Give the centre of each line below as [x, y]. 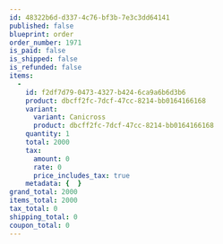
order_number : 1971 [46, 42]
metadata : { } [54, 184]
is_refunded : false [46, 68]
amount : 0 [51, 159]
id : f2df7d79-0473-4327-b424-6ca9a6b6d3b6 [106, 92]
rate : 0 [47, 167]
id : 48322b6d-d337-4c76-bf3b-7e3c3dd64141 [90, 17]
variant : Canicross [69, 117]
